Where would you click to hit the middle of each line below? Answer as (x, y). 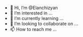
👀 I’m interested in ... (31, 13)
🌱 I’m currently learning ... (37, 18)
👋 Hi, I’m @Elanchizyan (34, 8)
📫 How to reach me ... (33, 29)
